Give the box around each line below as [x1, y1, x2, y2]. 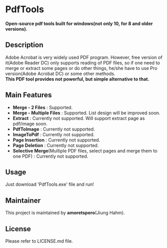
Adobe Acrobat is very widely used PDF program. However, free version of [5, 54, 162, 60]
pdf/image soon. [12, 120, 47, 127]
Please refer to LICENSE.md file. [5, 238, 73, 244]
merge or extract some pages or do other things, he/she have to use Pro [5, 65, 157, 71]
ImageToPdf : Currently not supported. [12, 131, 95, 137]
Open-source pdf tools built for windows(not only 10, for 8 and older [5, 20, 153, 27]
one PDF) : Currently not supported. [12, 153, 88, 159]
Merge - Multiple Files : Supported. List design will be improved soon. [12, 110, 161, 116]
